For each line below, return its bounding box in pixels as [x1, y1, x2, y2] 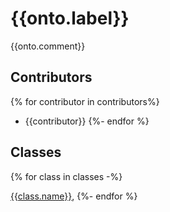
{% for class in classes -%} [10, 170, 123, 182]
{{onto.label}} [10, 7, 130, 30]
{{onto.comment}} [10, 40, 86, 52]
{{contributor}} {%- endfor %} [24, 115, 150, 127]
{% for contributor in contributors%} [10, 95, 160, 107]
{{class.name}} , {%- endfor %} [10, 190, 138, 202]
